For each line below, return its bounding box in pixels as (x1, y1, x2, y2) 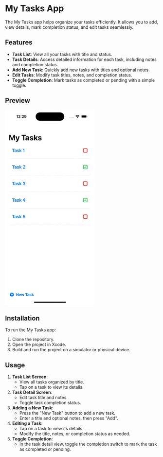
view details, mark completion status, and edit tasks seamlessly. (5, 24, 134, 30)
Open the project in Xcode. (12, 342, 67, 347)
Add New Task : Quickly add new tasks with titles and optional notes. (12, 67, 150, 73)
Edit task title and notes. (19, 395, 68, 400)
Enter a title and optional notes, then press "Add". (19, 415, 118, 421)
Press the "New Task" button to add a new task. (19, 410, 116, 416)
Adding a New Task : (12, 405, 54, 411)
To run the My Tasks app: (5, 327, 56, 333)
